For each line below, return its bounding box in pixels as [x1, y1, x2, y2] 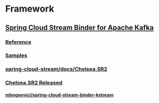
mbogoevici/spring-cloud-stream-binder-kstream [5, 92, 114, 98]
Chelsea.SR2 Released [5, 79, 62, 86]
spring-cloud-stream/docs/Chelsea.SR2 [5, 65, 108, 73]
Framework [5, 3, 54, 15]
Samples [5, 52, 27, 59]
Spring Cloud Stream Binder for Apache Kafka [5, 23, 154, 32]
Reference [5, 39, 31, 46]
